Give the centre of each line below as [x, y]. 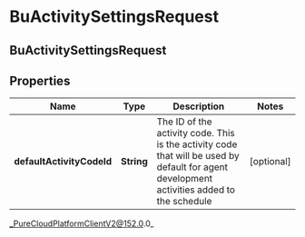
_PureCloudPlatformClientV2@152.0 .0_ [82, 223]
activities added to [196, 190]
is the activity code [197, 144]
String [134, 162]
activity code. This [196, 133]
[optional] [270, 162]
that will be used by [198, 156]
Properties [40, 80]
